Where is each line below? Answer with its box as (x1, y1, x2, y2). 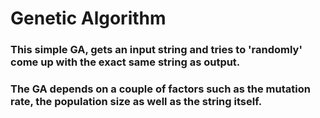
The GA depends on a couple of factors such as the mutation (10, 82, 311, 96)
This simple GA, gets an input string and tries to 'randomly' (10, 43, 303, 57)
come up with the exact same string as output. (10, 55, 241, 69)
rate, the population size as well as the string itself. (10, 95, 263, 109)
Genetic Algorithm (10, 7, 167, 30)
